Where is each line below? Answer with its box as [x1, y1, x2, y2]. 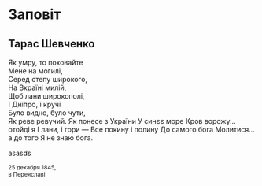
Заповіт [8, 6, 61, 24]
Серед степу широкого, [8, 75, 88, 84]
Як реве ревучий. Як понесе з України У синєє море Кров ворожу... [8, 117, 236, 125]
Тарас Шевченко [8, 37, 95, 50]
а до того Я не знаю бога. [8, 133, 94, 143]
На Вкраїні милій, [8, 83, 67, 92]
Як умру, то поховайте [8, 58, 83, 67]
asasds [8, 148, 31, 158]
